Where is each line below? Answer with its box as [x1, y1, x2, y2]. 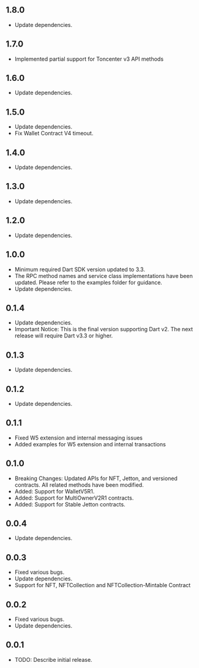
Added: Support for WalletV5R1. [14, 487, 95, 495]
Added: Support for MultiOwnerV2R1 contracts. [14, 494, 134, 501]
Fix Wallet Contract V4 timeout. [14, 130, 94, 137]
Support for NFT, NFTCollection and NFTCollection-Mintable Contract [14, 582, 191, 589]
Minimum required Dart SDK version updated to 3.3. [14, 266, 145, 273]
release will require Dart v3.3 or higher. [14, 332, 113, 339]
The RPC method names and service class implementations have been [14, 272, 193, 279]
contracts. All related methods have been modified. [14, 481, 145, 489]
